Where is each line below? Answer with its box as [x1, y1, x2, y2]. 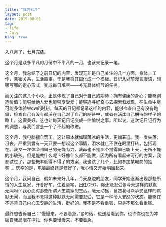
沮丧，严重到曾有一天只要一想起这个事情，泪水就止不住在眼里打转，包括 [5, 140, 152, 146]
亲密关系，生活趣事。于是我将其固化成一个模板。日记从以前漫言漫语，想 [13, 76, 161, 82]
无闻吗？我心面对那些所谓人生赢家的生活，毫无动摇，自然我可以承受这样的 [5, 188, 157, 193]
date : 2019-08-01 [5, 16, 41, 21]
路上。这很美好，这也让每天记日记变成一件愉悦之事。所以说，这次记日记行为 [5, 117, 161, 123]
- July [5, 30, 19, 35]
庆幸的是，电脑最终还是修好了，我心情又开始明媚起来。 [15, 165, 128, 171]
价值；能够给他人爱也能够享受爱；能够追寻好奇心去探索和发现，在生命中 [9, 99, 157, 105]
